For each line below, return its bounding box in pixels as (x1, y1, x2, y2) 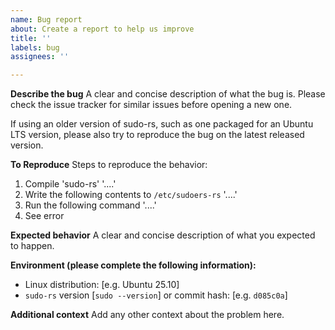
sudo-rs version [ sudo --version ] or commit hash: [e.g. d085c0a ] (24, 289, 288, 301)
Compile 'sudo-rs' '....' (24, 178, 117, 190)
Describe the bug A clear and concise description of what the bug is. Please (10, 88, 326, 100)
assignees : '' (10, 52, 70, 62)
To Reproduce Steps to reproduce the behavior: (10, 159, 208, 171)
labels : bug (10, 42, 60, 53)
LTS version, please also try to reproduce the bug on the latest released (10, 129, 305, 141)
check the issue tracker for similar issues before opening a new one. (10, 99, 293, 111)
